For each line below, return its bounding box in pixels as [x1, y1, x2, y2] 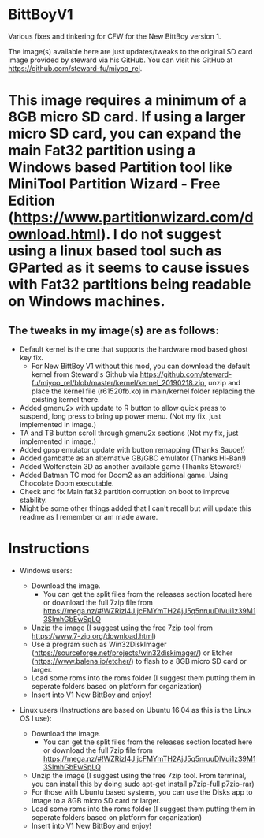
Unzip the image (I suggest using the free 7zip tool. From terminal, [31, 770, 247, 780]
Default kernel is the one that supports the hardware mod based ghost [19, 345, 248, 354]
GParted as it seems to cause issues [8, 259, 250, 277]
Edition [8, 192, 55, 210]
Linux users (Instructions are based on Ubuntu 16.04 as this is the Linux [19, 705, 252, 714]
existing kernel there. [31, 394, 100, 404]
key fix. [19, 352, 44, 362]
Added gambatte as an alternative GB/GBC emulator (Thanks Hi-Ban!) [19, 453, 247, 463]
